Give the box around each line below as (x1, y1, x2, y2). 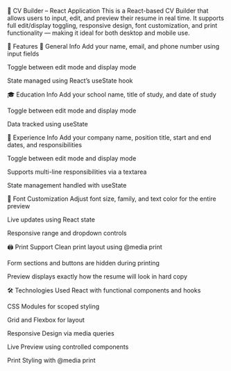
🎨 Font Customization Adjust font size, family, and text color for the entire (7, 195, 216, 203)
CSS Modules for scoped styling (7, 302, 100, 311)
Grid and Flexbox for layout (7, 316, 85, 324)
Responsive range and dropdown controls (7, 229, 127, 237)
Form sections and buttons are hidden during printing (7, 259, 160, 267)
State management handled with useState (7, 181, 127, 189)
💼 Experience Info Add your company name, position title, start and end (7, 133, 212, 142)
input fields (7, 49, 40, 58)
